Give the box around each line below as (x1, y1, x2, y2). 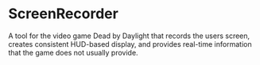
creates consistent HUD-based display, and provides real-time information (8, 39, 252, 48)
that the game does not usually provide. (8, 48, 138, 57)
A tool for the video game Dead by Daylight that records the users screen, (8, 31, 250, 40)
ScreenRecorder (8, 5, 119, 23)
